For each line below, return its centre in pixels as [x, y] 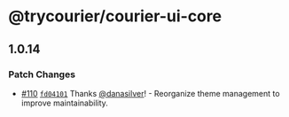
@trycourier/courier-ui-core [115, 16]
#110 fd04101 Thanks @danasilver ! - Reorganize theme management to [150, 93]
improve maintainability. [64, 103]
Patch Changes [42, 74]
